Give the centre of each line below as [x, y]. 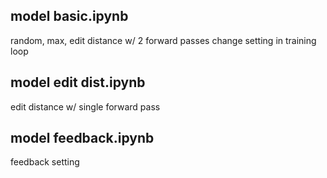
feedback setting [45, 162]
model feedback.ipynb [82, 138]
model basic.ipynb [69, 16]
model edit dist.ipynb [78, 82]
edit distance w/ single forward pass [85, 106]
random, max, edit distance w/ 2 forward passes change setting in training [163, 40]
